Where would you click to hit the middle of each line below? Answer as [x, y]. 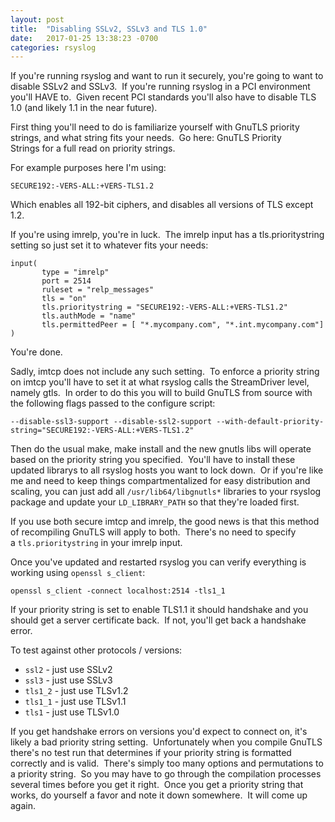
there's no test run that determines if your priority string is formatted [151, 753]
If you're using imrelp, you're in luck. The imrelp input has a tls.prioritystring [167, 235]
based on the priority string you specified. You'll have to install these [153, 460]
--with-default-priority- [270, 422]
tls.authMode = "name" [89, 316]
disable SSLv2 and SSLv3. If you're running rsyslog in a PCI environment [160, 87]
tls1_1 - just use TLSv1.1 [75, 702]
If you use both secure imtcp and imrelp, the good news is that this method [165, 522]
